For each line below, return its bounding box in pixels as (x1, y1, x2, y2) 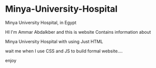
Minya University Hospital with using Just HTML (5, 38, 103, 45)
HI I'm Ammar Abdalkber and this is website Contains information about (5, 29, 151, 35)
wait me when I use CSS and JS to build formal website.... (5, 48, 123, 54)
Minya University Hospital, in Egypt (5, 20, 77, 25)
